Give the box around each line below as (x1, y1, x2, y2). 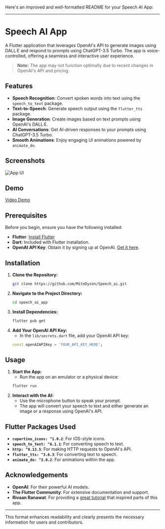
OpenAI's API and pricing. (17, 68, 70, 74)
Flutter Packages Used (5, 422, 76, 431)
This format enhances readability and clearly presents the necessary (5, 514, 144, 520)
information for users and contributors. (5, 519, 83, 525)
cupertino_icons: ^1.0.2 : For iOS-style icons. (12, 436, 106, 441)
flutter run (12, 383, 37, 389)
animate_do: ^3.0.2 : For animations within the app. (12, 456, 115, 462)
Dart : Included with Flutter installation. (12, 239, 90, 245)
